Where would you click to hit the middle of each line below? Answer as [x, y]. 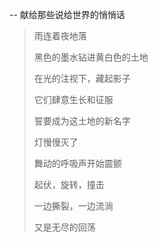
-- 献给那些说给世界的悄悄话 [67, 14]
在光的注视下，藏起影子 [82, 78]
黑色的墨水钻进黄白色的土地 [91, 57]
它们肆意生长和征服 [73, 99]
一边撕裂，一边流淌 [73, 206]
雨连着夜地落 [60, 36]
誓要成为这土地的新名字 [82, 121]
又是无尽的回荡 [64, 227]
